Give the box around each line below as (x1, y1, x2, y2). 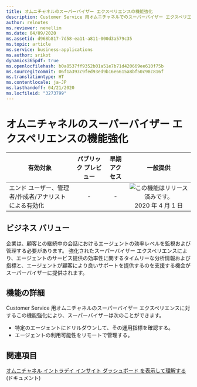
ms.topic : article (6, 42, 51, 47)
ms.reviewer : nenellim (6, 25, 62, 31)
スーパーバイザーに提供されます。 (6, 269, 88, 276)
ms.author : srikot (6, 52, 51, 58)
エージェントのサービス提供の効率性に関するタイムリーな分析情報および (16, 254, 191, 262)
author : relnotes (6, 19, 49, 25)
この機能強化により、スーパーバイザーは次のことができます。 (16, 312, 165, 319)
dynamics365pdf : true (6, 57, 59, 63)
